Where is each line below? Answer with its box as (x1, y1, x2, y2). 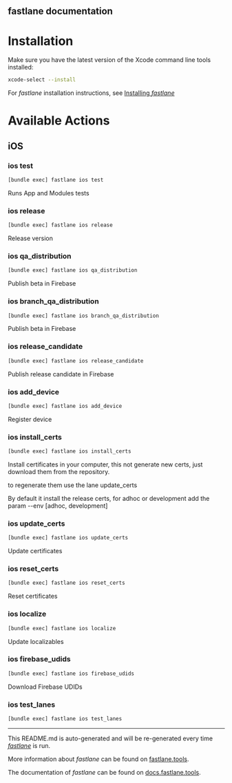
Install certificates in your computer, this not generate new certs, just (8, 460, 203, 469)
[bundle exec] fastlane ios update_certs (8, 535, 129, 541)
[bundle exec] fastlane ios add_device (8, 403, 123, 409)
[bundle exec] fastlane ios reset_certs (8, 579, 126, 587)
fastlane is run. (8, 741, 51, 749)
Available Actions (8, 113, 110, 129)
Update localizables (8, 637, 64, 645)
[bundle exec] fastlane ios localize (8, 625, 116, 632)
